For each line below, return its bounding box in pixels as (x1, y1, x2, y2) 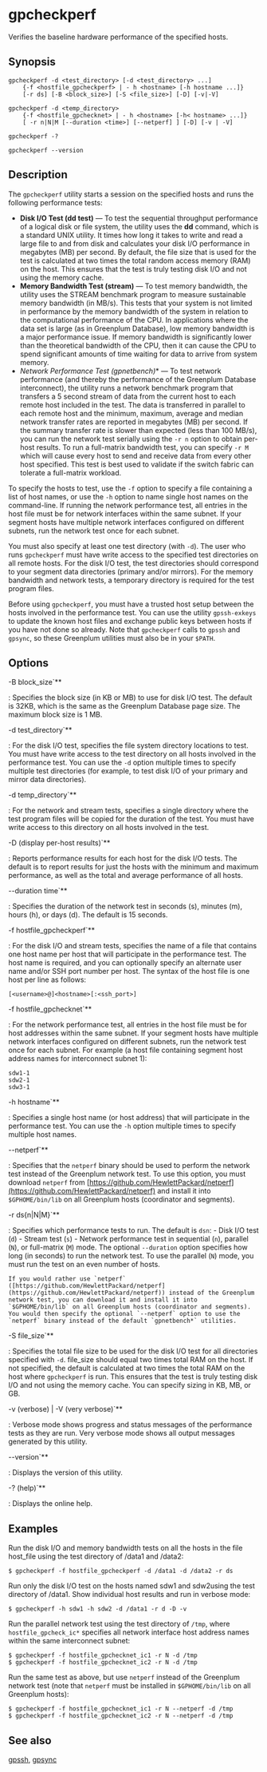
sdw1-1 (8, 1069, 30, 1078)
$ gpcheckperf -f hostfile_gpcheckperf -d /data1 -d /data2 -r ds (8, 1567, 234, 1575)
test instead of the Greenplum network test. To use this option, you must (8, 1169, 246, 1179)
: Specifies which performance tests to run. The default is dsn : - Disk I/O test (8, 1226, 259, 1235)
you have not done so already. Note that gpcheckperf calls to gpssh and (8, 625, 241, 634)
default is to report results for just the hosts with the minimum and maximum (8, 862, 259, 872)
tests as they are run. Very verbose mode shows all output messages (8, 1428, 235, 1438)
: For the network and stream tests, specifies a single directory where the (8, 805, 249, 816)
